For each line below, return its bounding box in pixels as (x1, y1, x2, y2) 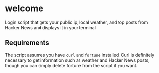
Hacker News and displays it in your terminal (5, 24, 96, 30)
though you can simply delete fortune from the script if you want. (5, 62, 138, 68)
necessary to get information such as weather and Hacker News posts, (5, 57, 150, 63)
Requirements (5, 39, 49, 47)
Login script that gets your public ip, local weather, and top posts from (5, 19, 148, 25)
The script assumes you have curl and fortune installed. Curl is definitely (5, 52, 155, 58)
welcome (5, 3, 43, 14)
